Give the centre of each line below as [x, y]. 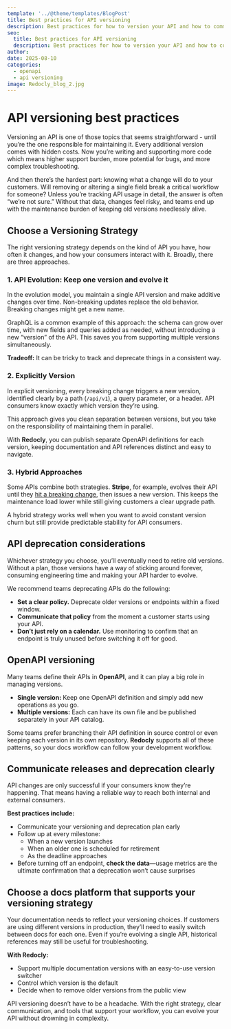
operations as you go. [48, 705]
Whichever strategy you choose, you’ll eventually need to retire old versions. [115, 560]
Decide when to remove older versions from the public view [102, 990]
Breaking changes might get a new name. [66, 309]
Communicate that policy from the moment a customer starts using [113, 616]
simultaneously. [29, 344]
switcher [30, 976]
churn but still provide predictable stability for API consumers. [95, 522]
